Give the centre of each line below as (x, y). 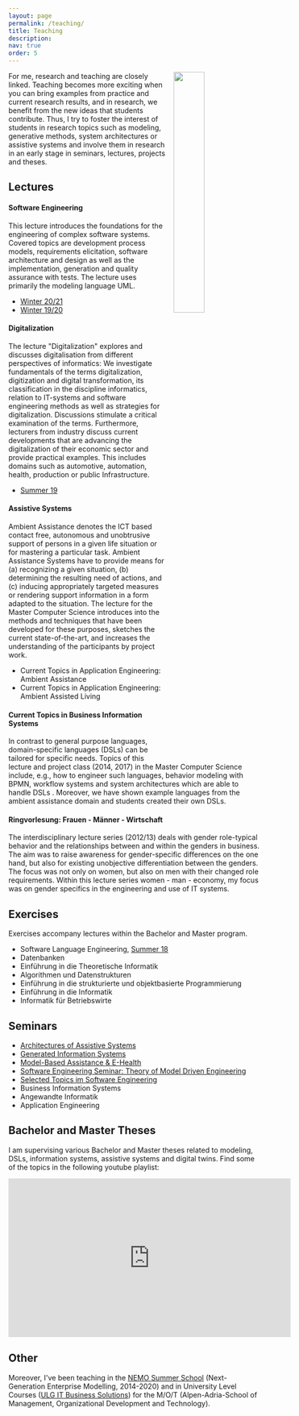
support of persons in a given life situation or (83, 544)
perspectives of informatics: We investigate (81, 363)
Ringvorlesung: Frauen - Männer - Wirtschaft (86, 820)
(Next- (216, 1377)
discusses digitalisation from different (71, 355)
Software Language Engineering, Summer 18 (94, 949)
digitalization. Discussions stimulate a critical (83, 414)
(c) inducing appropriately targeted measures (84, 586)
